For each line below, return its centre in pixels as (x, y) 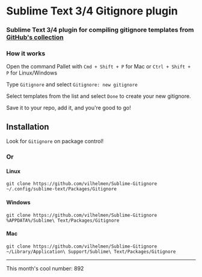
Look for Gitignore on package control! (55, 141)
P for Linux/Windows (32, 73)
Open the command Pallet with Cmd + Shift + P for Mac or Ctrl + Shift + (99, 67)
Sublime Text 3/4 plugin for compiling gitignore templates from (100, 30)
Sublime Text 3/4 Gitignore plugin (92, 11)
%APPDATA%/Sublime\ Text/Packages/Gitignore (63, 221)
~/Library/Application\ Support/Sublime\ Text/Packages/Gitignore (91, 251)
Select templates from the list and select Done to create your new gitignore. (99, 96)
